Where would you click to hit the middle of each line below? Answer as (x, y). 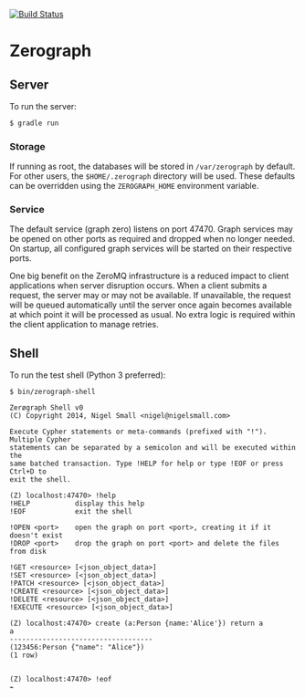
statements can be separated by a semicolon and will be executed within (153, 448)
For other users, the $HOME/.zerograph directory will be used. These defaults (152, 176)
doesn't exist (37, 536)
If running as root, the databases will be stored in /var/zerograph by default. (152, 167)
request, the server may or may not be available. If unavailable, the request (150, 296)
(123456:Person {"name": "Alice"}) (77, 648)
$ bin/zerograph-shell (53, 392)
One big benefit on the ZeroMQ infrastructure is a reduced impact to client (149, 276)
